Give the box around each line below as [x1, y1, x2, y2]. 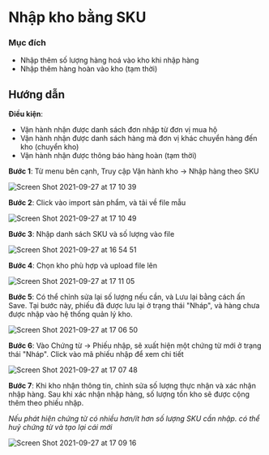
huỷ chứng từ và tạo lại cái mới [8, 423, 113, 432]
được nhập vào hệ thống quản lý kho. [8, 309, 133, 320]
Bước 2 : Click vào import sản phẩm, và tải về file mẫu [8, 198, 186, 208]
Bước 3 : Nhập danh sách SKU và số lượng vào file [8, 230, 175, 239]
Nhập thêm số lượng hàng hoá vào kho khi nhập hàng [19, 55, 199, 65]
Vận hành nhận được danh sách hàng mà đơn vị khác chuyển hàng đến [19, 134, 258, 144]
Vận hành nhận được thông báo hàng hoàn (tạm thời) [19, 151, 197, 161]
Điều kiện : [8, 109, 43, 119]
